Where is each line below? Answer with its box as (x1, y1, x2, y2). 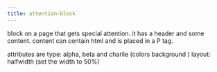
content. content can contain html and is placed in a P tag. (7, 36, 173, 45)
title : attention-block (7, 10, 76, 17)
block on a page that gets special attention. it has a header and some (7, 29, 205, 37)
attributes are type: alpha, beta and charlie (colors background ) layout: (7, 50, 211, 58)
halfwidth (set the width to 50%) (7, 57, 100, 66)
